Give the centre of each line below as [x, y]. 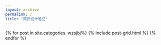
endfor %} [16, 38]
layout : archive [22, 10]
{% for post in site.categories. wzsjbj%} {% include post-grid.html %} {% [80, 33]
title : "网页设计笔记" [26, 19]
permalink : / [19, 14]
